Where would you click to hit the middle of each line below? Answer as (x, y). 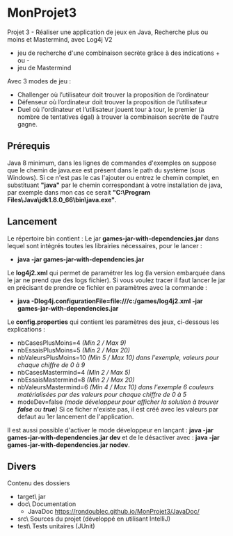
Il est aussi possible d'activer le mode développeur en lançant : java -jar (110, 430)
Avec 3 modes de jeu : (39, 81)
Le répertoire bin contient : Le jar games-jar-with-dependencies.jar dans (113, 238)
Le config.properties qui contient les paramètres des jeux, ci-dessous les (113, 322)
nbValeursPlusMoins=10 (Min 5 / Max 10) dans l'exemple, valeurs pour (118, 357)
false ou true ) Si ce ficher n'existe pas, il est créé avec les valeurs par (118, 409)
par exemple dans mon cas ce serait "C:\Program (79, 192)
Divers (22, 466)
